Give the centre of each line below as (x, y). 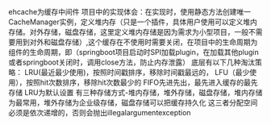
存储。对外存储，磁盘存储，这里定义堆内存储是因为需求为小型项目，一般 (128, 32)
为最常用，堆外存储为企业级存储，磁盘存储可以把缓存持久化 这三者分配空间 (133, 102)
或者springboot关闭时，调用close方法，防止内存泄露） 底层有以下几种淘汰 (132, 62)
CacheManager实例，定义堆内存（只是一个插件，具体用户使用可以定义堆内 (133, 22)
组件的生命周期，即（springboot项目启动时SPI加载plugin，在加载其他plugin (134, 52)
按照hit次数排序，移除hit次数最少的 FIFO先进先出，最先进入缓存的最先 (142, 82)
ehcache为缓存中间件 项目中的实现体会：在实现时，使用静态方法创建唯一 (130, 12)
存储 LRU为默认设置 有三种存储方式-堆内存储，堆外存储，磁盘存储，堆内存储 (135, 92)
